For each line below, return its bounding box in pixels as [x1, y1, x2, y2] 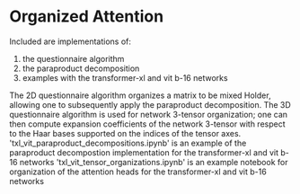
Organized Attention [9, 6, 164, 27]
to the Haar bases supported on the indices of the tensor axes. [9, 128, 242, 138]
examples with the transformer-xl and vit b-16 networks [22, 72, 228, 83]
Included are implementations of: [9, 36, 132, 47]
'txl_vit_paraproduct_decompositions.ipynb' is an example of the [9, 137, 247, 148]
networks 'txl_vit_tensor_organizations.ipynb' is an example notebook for [19, 156, 288, 167]
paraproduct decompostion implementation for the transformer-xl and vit [9, 146, 279, 158]
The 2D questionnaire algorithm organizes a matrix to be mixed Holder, [9, 90, 271, 101]
